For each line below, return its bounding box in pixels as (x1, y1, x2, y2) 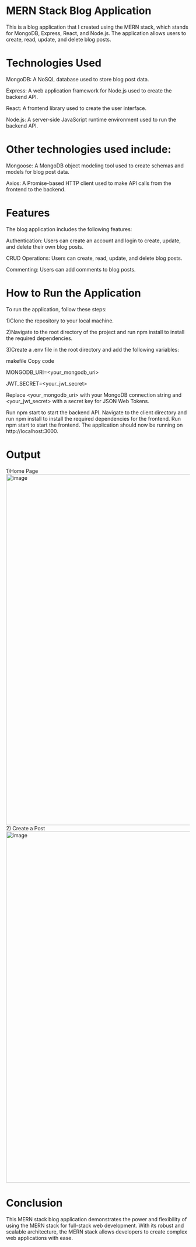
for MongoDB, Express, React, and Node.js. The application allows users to (6, 29, 187, 36)
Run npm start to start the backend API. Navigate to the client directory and (6, 408, 187, 416)
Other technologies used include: (6, 143, 171, 156)
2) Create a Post (6, 825, 45, 832)
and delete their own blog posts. (6, 243, 84, 250)
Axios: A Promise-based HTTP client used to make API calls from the (6, 180, 171, 187)
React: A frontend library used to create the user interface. (6, 104, 147, 112)
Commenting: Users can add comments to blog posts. (6, 266, 136, 273)
